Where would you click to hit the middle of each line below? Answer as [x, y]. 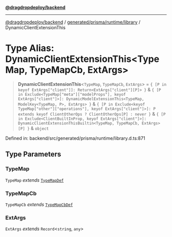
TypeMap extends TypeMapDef [35, 180]
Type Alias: [30, 48]
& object [40, 128]
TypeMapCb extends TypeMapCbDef [39, 204]
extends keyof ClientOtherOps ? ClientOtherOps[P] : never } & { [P [92, 114]
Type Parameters [33, 154]
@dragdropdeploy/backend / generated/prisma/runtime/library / [73, 22]
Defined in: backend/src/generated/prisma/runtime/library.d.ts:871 [75, 138]
